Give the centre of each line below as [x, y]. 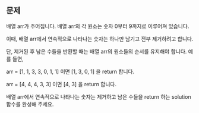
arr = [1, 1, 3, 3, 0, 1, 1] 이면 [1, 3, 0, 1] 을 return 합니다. [70, 71]
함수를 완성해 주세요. [30, 104]
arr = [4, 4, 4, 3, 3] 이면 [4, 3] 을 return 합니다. [61, 84]
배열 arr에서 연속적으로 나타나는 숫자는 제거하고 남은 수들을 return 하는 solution [99, 96]
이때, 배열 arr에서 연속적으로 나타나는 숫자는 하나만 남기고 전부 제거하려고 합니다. [100, 39]
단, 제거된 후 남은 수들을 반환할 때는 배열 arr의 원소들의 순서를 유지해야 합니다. [97, 51]
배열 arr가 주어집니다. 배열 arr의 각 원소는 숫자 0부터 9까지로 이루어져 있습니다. [98, 26]
